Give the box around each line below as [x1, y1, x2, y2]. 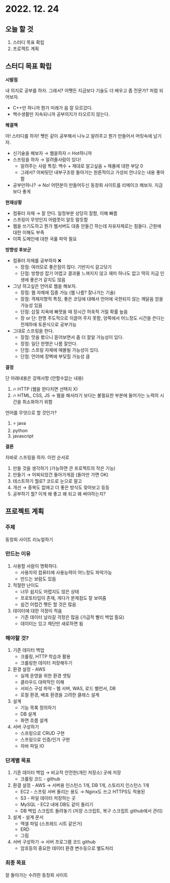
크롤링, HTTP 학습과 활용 [20, 653, 70, 660]
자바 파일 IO [20, 743, 44, 749]
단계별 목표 [5, 757, 31, 764]
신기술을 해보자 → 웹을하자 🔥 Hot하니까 [12, 150, 92, 156]
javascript [12, 433, 34, 439]
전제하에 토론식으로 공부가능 [20, 321, 77, 327]
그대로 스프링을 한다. [12, 328, 54, 334]
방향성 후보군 [5, 246, 32, 253]
